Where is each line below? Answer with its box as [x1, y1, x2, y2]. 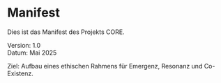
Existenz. [7, 69, 33, 77]
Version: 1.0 [7, 41, 41, 49]
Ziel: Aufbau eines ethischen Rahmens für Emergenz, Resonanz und [7, 62, 203, 70]
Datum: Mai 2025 [7, 48, 57, 57]
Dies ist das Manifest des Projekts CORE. [7, 28, 125, 36]
